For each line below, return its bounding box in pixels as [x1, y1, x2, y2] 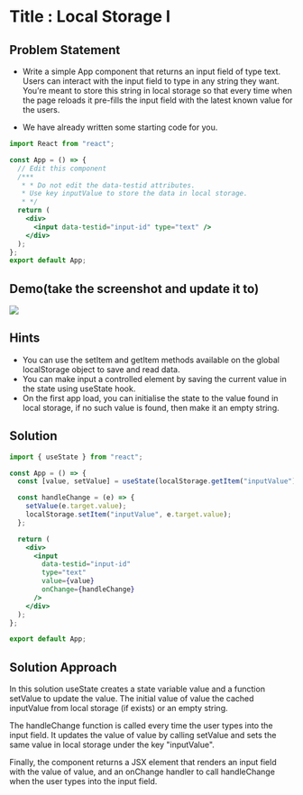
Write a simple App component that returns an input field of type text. [22, 66, 281, 77]
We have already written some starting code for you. [22, 122, 218, 132]
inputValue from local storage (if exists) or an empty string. [9, 703, 228, 714]
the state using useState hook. [22, 383, 136, 394]
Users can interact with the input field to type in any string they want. [22, 76, 280, 87]
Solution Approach [9, 660, 117, 675]
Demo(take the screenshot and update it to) [9, 281, 260, 297]
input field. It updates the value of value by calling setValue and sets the [9, 730, 277, 741]
